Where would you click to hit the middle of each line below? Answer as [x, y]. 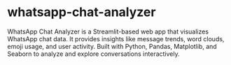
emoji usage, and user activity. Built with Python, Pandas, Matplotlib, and [112, 46]
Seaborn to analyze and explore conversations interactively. [93, 54]
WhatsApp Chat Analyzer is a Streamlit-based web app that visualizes [108, 31]
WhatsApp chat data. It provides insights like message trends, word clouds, [116, 38]
